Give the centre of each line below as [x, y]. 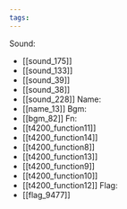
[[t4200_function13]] [60, 156]
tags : [19, 18]
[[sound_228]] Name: [62, 99]
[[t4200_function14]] [60, 137]
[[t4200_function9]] [59, 166]
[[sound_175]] [47, 60]
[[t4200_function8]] [59, 147]
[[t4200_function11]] [59, 128]
